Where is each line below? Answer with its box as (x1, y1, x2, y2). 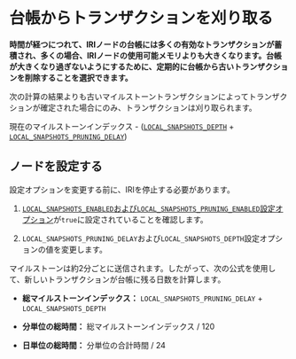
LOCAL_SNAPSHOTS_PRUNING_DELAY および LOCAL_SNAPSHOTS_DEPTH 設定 (21, 232, 260, 244)
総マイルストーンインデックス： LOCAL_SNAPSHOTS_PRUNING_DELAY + (21, 293, 263, 303)
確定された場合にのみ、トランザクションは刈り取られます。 (39, 102, 257, 113)
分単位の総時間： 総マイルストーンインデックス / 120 (21, 321, 215, 332)
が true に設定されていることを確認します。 (52, 214, 208, 224)
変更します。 (60, 244, 108, 254)
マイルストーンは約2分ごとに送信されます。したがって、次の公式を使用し (9, 262, 277, 273)
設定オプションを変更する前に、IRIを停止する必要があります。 (9, 183, 235, 195)
